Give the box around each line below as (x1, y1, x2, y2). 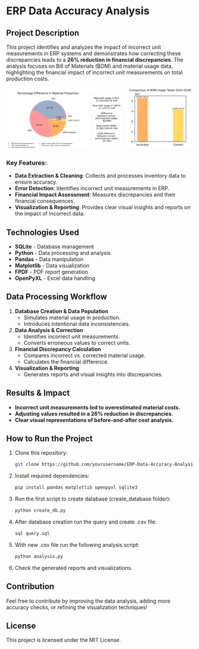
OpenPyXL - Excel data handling (14, 275, 96, 282)
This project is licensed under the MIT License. (6, 637, 121, 644)
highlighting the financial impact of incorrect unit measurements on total (6, 69, 183, 75)
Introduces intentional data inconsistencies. (23, 320, 131, 327)
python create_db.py (14, 508, 66, 513)
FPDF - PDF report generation (14, 268, 89, 275)
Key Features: (6, 159, 48, 167)
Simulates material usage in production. (23, 314, 121, 321)
